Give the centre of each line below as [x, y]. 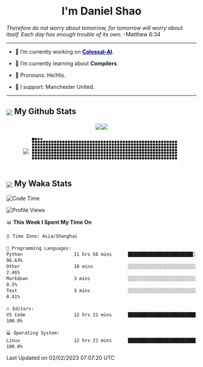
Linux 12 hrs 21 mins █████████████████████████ [101, 340]
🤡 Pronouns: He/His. [40, 75]
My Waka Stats [43, 183]
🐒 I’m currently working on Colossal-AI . [64, 51]
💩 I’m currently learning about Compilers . [67, 63]
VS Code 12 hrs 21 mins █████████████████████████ [101, 315]
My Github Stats [45, 112]
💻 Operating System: [33, 333]
